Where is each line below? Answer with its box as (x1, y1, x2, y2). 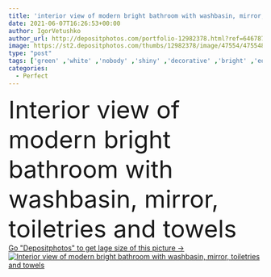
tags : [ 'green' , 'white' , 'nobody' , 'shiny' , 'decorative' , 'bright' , (8, 57, 255, 65)
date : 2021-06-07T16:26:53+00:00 (8, 19, 121, 27)
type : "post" (8, 49, 52, 57)
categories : (8, 65, 48, 73)
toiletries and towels (8, 213, 237, 244)
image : (8, 42, 31, 50)
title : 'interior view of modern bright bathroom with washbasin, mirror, (8, 11, 265, 20)
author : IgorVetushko (8, 27, 81, 35)
